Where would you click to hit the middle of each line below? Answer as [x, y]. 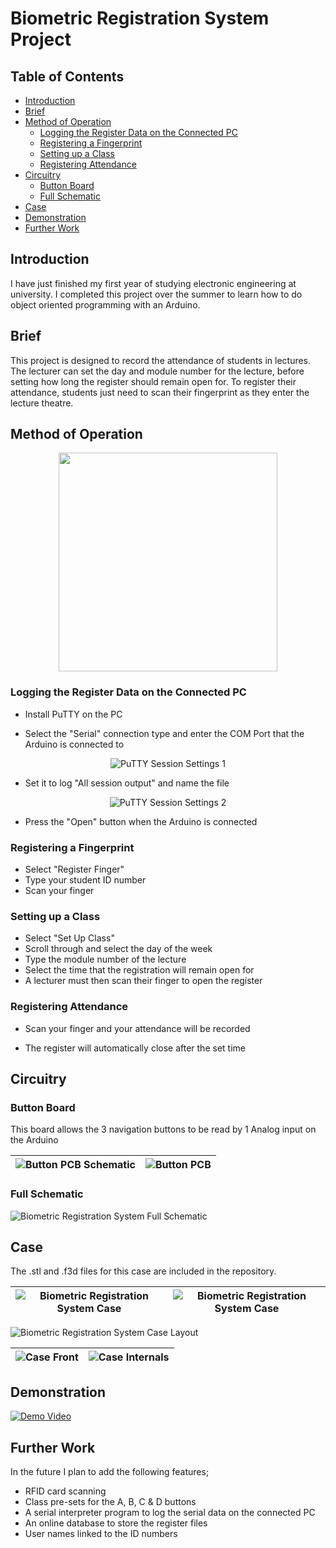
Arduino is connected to [74, 744]
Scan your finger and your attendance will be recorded [137, 1028]
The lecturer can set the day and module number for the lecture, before [157, 371]
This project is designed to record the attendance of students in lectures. [161, 360]
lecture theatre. [42, 403]
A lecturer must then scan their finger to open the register [143, 981]
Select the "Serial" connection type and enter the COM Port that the [164, 733]
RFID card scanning [65, 1491]
